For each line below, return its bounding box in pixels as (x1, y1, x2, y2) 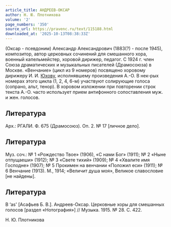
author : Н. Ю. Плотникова (5, 12, 60, 17)
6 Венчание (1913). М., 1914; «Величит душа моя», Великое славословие (5, 168, 164, 174)
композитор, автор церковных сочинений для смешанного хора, (5, 51, 147, 57)
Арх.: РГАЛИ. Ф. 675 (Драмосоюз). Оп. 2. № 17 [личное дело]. (5, 122, 140, 129)
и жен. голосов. (5, 94, 40, 100)
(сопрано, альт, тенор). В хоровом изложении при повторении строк (5, 84, 156, 90)
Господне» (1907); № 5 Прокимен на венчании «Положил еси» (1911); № (5, 162, 163, 168)
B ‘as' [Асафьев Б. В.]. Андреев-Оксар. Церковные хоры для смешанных (5, 201, 165, 208)
